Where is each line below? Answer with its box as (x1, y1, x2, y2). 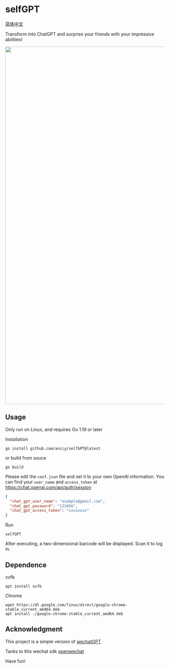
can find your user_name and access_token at (5, 479, 98, 485)
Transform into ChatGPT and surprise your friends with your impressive (5, 31, 154, 37)
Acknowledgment (5, 625, 63, 634)
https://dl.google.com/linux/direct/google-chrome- (16, 602, 128, 607)
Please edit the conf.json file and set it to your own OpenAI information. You (5, 473, 164, 479)
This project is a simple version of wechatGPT (5, 638, 101, 644)
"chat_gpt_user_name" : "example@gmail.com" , (10, 499, 105, 504)
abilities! (5, 36, 23, 42)
